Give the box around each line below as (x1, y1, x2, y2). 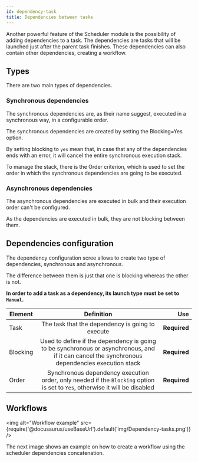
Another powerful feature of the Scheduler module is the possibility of (6, 30, 176, 37)
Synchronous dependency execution (47, 368, 149, 376)
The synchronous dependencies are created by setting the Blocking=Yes (6, 127, 183, 135)
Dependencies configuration (6, 238, 114, 248)
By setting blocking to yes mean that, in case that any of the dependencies (6, 145, 187, 152)
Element (9, 310, 34, 318)
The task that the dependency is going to (41, 320, 155, 328)
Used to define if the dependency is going (40, 337, 156, 345)
